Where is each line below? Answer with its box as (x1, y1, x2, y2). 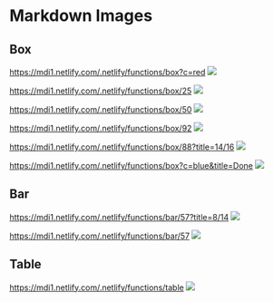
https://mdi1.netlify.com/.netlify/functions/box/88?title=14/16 (9, 141, 235, 152)
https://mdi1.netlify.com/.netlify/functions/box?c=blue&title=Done (9, 161, 254, 170)
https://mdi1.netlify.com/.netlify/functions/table (9, 282, 184, 293)
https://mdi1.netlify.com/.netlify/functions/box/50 (9, 104, 192, 114)
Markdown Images (9, 5, 152, 26)
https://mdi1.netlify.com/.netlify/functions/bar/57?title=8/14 (9, 211, 230, 222)
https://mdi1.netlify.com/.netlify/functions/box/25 (9, 85, 192, 96)
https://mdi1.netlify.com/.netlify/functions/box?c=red (9, 67, 206, 77)
